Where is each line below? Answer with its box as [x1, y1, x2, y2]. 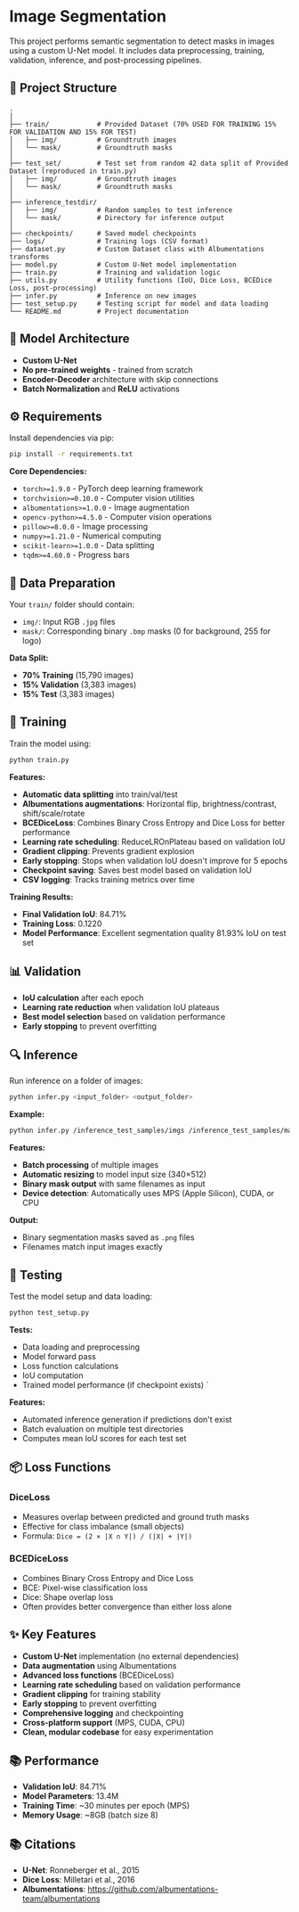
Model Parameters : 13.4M [21, 1791, 119, 1801]
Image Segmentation [9, 6, 167, 27]
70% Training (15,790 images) [21, 670, 134, 681]
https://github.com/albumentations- [87, 1883, 219, 1895]
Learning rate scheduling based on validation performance [21, 1678, 241, 1690]
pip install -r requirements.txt [9, 450, 133, 459]
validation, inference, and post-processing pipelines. [9, 54, 202, 65]
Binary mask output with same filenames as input [21, 1178, 206, 1189]
